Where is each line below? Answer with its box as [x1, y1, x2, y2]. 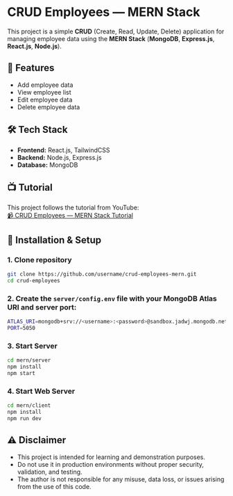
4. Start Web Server [7, 386, 75, 396]
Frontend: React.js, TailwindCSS [17, 145, 110, 154]
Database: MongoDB [17, 161, 78, 169]
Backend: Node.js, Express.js [17, 153, 102, 161]
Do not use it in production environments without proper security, [17, 460, 205, 468]
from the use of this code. [17, 482, 92, 490]
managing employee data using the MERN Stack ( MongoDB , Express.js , [7, 34, 215, 42]
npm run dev [7, 415, 42, 422]
